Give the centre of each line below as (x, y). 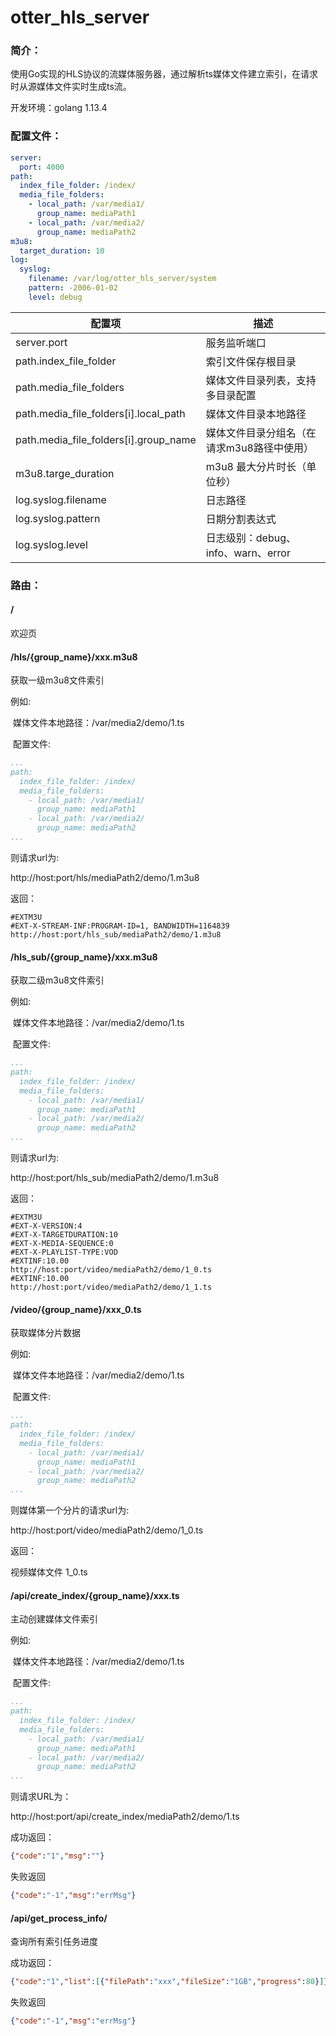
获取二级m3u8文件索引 (57, 980)
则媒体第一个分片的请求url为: (70, 1510)
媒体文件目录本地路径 (256, 414)
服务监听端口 (236, 343)
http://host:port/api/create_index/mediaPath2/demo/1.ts (125, 1817)
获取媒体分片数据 (45, 1333)
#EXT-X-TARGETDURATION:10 (64, 1235)
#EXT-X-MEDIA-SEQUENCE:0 (62, 1244)
